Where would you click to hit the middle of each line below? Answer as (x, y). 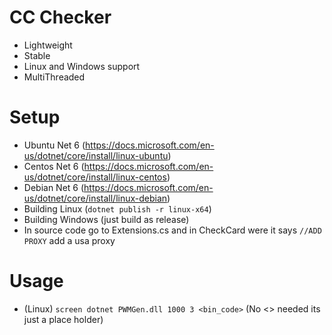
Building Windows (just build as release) (106, 219)
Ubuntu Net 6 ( (54, 145)
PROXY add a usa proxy (69, 240)
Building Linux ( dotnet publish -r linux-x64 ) (117, 208)
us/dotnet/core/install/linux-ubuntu (96, 155)
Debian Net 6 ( (54, 187)
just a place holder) (63, 319)
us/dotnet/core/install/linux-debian (95, 198)
